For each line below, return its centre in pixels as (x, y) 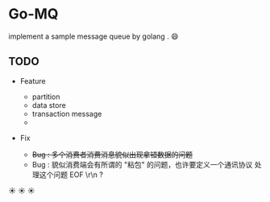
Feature (33, 80)
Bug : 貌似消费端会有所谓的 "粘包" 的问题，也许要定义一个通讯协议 (142, 164)
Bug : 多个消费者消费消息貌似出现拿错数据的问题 (112, 155)
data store (49, 105)
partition (46, 97)
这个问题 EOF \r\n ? (71, 175)
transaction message (67, 113)
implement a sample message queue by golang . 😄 (93, 36)
